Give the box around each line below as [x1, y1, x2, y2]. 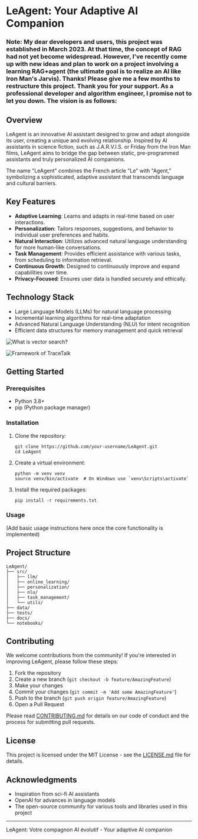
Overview [6, 115, 43, 125]
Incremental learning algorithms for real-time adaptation [14, 314, 151, 321]
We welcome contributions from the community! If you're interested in [6, 652, 176, 659]
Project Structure [6, 548, 71, 558]
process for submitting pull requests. [6, 719, 95, 726]
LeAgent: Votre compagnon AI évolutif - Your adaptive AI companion [6, 826, 173, 833]
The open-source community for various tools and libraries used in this [14, 803, 187, 810]
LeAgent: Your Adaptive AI [6, 4, 138, 18]
